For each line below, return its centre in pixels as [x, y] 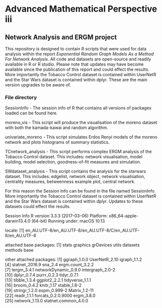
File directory [21, 97]
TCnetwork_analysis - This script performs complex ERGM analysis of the [79, 152]
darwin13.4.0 [18, 221]
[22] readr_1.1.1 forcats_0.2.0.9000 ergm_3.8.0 [50, 296]
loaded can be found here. [31, 113]
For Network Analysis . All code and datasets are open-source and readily [78, 59]
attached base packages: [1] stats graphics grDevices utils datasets [73, 245]
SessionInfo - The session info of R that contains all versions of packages [78, 108]
